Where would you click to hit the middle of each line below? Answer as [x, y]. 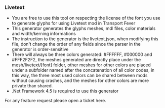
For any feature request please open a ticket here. [56, 101]
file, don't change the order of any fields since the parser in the [76, 44]
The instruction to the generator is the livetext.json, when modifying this [85, 39]
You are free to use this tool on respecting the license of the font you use [86, 18]
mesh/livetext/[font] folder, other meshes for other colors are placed [81, 65]
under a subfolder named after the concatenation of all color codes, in [83, 70]
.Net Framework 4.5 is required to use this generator [65, 91]
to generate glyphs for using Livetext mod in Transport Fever [73, 23]
